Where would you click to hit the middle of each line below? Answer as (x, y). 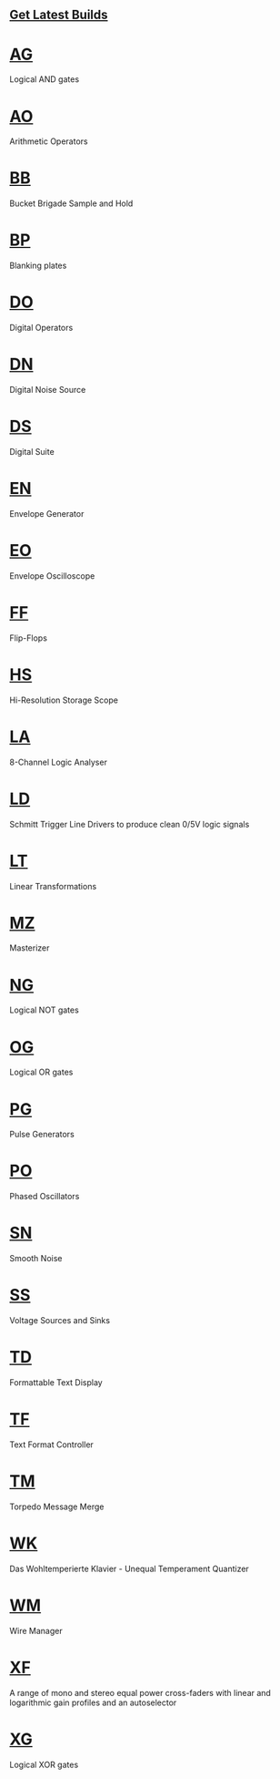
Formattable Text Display (56, 1383)
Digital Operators (41, 328)
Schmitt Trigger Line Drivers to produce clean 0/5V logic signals (130, 824)
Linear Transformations (53, 886)
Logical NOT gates (44, 1010)
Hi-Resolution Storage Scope (64, 700)
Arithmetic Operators (49, 141)
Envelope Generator (47, 513)
